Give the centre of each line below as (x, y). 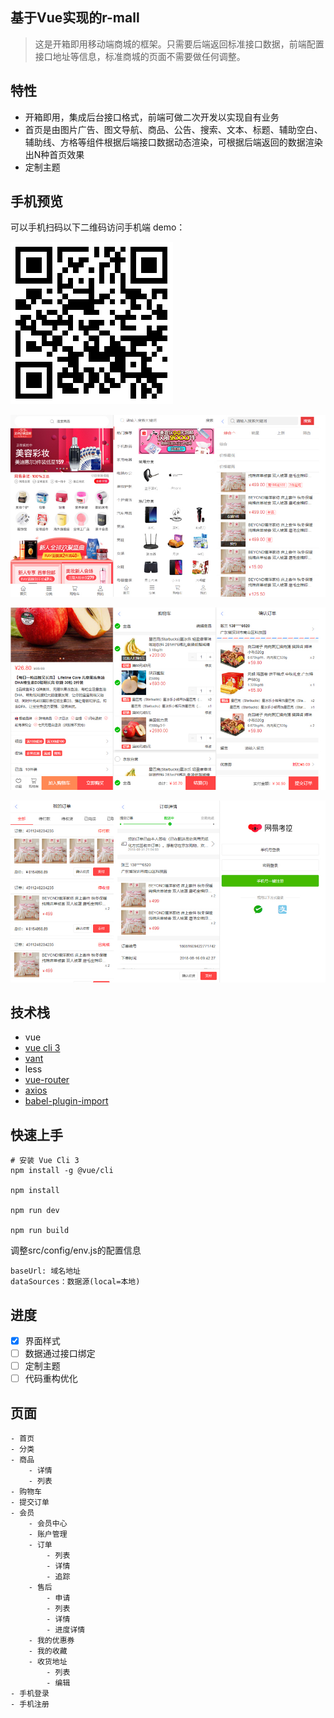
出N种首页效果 (54, 154)
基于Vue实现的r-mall (75, 18)
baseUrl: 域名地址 (45, 1271)
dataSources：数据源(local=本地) (75, 1282)
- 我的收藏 (48, 1651)
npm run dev (35, 1211)
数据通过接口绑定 (60, 1354)
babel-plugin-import (66, 1101)
